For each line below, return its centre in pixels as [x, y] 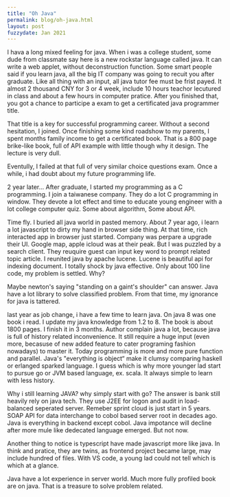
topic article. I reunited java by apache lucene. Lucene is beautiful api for [110, 259]
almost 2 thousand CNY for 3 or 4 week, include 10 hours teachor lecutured [114, 89]
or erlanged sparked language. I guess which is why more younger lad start [114, 366]
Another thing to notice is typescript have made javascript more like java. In [114, 443]
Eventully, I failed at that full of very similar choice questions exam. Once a [112, 166]
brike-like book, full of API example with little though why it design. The [108, 146]
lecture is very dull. [34, 153]
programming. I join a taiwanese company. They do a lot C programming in [113, 195]
